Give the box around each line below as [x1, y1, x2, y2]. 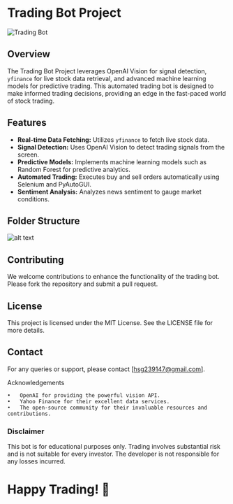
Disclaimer [7, 426, 45, 436]
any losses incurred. [7, 457, 66, 466]
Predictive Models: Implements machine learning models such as [17, 157, 207, 166]
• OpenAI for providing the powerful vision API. [7, 391, 160, 399]
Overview [7, 48, 51, 60]
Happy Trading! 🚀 [7, 482, 110, 498]
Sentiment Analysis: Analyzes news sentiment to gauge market [17, 187, 202, 196]
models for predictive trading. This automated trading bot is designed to [7, 82, 214, 90]
